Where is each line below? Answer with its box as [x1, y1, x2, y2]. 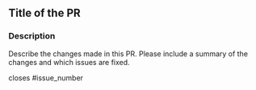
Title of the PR [8, 6, 81, 20]
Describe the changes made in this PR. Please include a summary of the [8, 48, 249, 59]
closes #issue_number [8, 72, 83, 83]
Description [8, 31, 56, 42]
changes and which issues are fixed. [8, 57, 131, 67]
